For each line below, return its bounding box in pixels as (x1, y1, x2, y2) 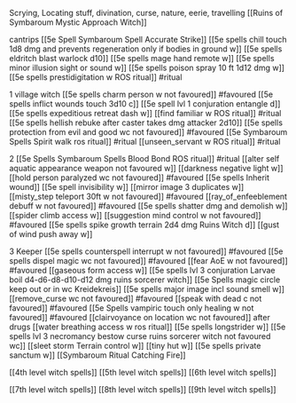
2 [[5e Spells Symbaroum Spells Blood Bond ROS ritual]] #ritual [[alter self (9, 154, 280, 163)
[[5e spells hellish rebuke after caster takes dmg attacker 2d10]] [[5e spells (9, 117, 284, 128)
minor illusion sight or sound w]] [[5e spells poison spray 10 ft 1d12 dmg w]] (9, 62, 285, 73)
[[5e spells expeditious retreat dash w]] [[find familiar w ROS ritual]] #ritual (9, 108, 282, 118)
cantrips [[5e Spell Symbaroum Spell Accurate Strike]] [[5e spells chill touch (9, 35, 287, 44)
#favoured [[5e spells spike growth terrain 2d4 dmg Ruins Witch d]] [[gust (9, 219, 280, 230)
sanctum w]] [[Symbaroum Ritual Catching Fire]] (9, 350, 186, 360)
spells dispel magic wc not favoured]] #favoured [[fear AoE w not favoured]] (9, 256, 288, 265)
